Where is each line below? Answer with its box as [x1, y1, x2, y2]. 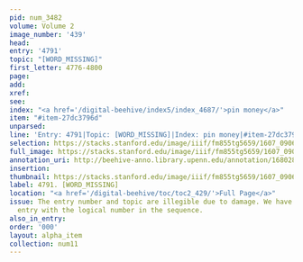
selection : [9, 139, 50, 148]
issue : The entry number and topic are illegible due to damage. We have [9, 197, 293, 207]
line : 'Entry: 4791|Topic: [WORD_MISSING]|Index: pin [9, 131, 216, 140]
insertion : [9, 164, 50, 173]
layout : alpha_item [9, 230, 83, 239]
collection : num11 [9, 239, 78, 248]
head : [9, 38, 30, 48]
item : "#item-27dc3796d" [9, 113, 103, 122]
